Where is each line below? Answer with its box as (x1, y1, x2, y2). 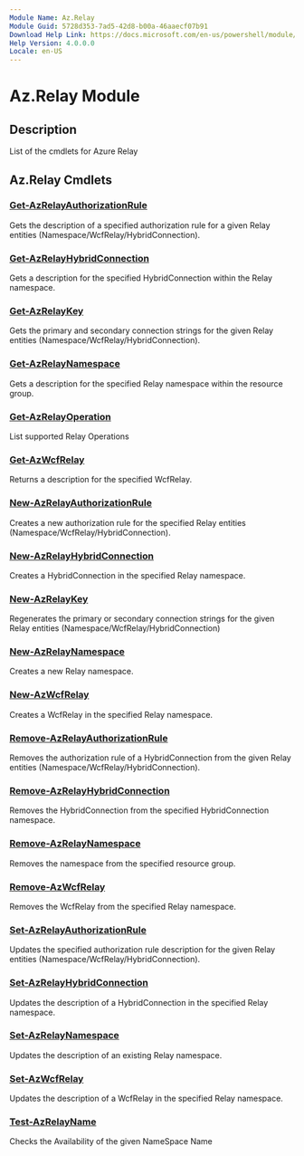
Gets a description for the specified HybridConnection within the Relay (9, 272, 273, 283)
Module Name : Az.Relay (9, 13, 95, 23)
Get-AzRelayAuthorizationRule (9, 199, 147, 212)
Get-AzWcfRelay (9, 454, 85, 466)
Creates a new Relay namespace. (9, 666, 134, 677)
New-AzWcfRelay (9, 689, 90, 702)
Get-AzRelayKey (9, 305, 84, 318)
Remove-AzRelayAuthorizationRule (9, 731, 169, 744)
